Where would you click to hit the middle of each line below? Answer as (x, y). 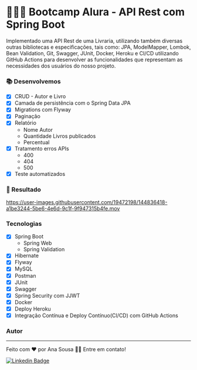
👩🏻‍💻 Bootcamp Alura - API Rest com (96, 12)
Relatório (26, 123)
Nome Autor (38, 129)
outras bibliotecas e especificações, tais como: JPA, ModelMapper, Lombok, (98, 47)
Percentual (36, 142)
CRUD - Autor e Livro (40, 96)
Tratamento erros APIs (42, 148)
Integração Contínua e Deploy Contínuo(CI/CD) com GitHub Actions (96, 315)
